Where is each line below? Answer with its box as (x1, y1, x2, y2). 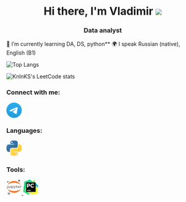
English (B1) (6, 49, 36, 56)
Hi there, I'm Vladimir (43, 4, 154, 18)
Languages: (6, 126, 43, 135)
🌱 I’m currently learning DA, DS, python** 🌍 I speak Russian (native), (6, 40, 180, 48)
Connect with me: (6, 88, 61, 97)
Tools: (6, 165, 26, 174)
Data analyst (83, 26, 122, 35)
